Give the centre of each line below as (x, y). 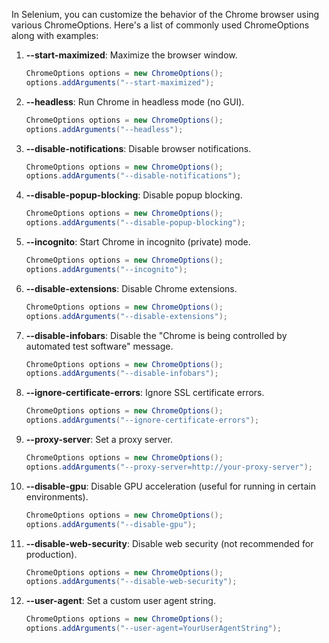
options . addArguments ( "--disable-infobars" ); (122, 374)
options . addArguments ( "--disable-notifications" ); (133, 176)
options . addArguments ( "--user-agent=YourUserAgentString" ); (153, 629)
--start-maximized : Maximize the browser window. (131, 55)
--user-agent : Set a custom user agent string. (120, 601)
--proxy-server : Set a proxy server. (99, 439)
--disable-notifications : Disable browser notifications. (138, 148)
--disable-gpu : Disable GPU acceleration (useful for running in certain (170, 486)
